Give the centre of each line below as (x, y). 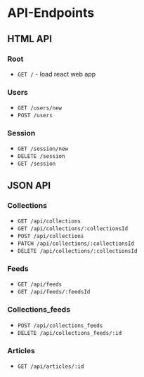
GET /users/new (40, 108)
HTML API (30, 39)
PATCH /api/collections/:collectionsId (76, 244)
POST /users (35, 116)
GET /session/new (43, 149)
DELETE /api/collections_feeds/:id (70, 333)
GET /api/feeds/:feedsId (54, 292)
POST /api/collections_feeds (60, 325)
